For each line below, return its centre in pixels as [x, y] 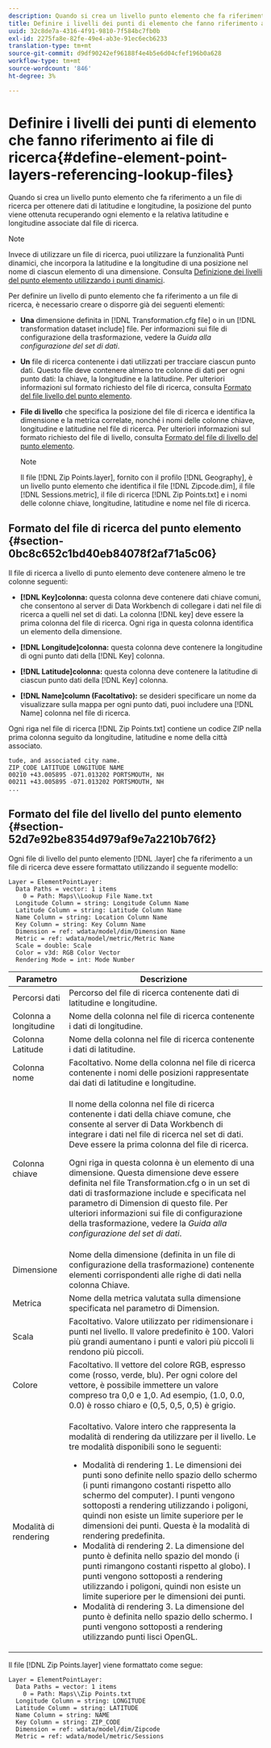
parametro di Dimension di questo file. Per [148, 1204]
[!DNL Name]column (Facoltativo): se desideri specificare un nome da [138, 696]
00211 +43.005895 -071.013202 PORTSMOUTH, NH [86, 782]
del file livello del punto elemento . [76, 396]
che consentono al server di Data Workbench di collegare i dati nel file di [141, 606]
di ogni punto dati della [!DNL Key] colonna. [92, 656]
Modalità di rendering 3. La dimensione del [163, 1606]
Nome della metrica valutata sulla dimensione [154, 1298]
